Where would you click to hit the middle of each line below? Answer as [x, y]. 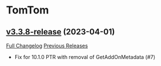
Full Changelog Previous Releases [47, 46]
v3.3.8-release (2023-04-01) [61, 32]
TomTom [28, 10]
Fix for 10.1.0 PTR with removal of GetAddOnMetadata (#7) [85, 57]
